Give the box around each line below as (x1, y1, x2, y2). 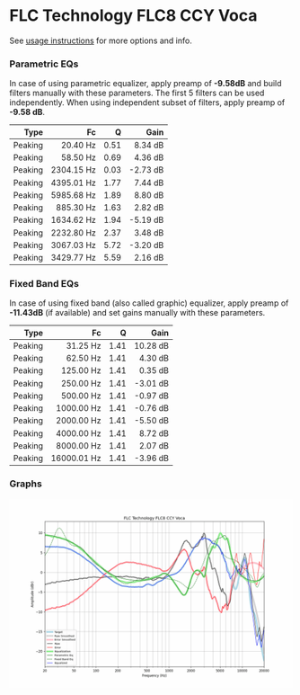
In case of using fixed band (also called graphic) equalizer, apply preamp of (9, 298, 289, 308)
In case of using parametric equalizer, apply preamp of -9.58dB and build (9, 78, 282, 89)
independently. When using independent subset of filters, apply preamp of (9, 97, 286, 108)
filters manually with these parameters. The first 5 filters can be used (9, 87, 265, 99)
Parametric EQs (9, 58, 79, 70)
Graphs (9, 477, 42, 490)
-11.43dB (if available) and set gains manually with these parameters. (9, 307, 266, 318)
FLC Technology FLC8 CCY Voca (9, 5, 258, 26)
